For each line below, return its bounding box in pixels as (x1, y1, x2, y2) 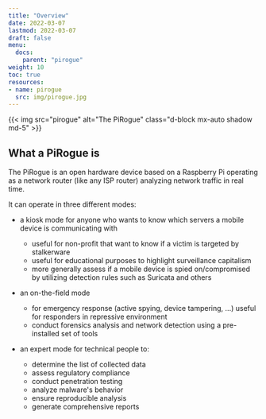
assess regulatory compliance (31, 368, 130, 378)
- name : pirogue (8, 85, 62, 94)
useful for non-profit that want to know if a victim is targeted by (31, 239, 240, 249)
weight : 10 (8, 64, 44, 72)
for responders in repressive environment (31, 312, 168, 322)
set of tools (60, 329, 98, 339)
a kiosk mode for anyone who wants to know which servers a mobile (19, 215, 245, 225)
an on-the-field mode (19, 288, 91, 298)
